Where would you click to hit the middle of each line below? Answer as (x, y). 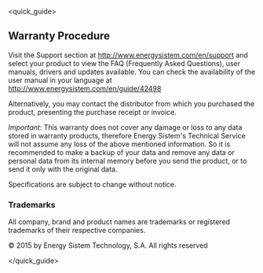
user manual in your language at (60, 80)
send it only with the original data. (63, 169)
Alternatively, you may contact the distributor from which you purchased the (131, 103)
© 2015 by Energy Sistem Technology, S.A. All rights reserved (108, 245)
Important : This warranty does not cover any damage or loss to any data (125, 127)
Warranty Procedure (59, 36)
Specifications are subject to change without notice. (92, 184)
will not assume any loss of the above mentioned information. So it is (119, 144)
